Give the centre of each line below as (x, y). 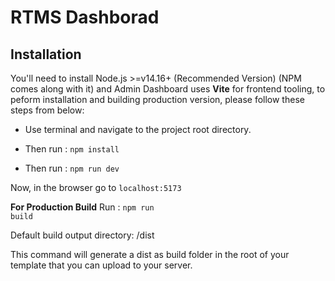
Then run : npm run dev (72, 168)
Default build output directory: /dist (82, 235)
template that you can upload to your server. (101, 265)
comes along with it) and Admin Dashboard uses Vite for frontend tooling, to (168, 89)
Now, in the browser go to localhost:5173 (96, 187)
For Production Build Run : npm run (82, 207)
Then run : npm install (72, 149)
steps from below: (47, 110)
